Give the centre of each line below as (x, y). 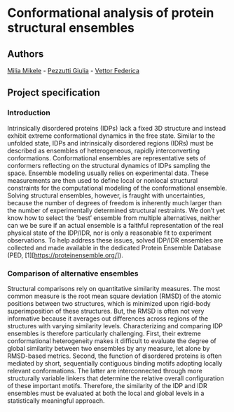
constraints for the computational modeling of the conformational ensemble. (117, 188)
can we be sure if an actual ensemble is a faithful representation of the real (116, 225)
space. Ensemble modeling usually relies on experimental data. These (108, 173)
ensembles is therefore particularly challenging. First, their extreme (104, 333)
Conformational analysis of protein (111, 13)
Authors (26, 54)
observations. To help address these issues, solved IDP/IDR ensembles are (115, 240)
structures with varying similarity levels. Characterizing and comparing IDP (115, 326)
